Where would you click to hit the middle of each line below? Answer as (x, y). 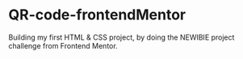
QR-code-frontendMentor (97, 15)
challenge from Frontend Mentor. (63, 45)
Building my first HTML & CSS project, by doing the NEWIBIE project (121, 37)
